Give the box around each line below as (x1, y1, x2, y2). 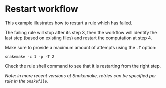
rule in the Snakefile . (5, 78, 48, 84)
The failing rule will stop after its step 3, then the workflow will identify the (5, 29, 157, 35)
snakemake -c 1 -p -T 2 (5, 54, 55, 59)
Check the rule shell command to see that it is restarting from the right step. (5, 63, 161, 69)
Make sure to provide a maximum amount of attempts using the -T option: (5, 44, 157, 50)
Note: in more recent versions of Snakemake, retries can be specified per (5, 72, 156, 78)
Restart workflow (5, 3, 78, 15)
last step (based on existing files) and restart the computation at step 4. (5, 35, 152, 41)
